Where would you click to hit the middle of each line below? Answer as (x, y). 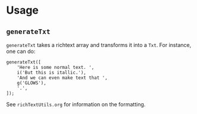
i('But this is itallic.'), (51, 72)
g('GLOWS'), (32, 83)
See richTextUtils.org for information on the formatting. (76, 104)
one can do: (21, 51)
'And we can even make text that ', (62, 78)
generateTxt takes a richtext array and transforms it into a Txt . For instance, (99, 45)
